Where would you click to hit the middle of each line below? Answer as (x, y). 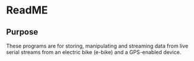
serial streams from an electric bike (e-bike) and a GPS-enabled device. (94, 52)
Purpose (22, 32)
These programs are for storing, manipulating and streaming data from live (97, 46)
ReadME (27, 10)
